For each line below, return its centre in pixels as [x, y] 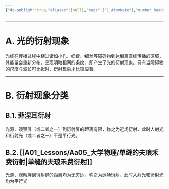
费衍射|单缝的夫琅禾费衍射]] [49, 162]
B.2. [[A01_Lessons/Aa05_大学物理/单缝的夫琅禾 [82, 152]
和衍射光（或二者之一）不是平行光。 [43, 135]
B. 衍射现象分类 [37, 96]
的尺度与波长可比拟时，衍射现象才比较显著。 [52, 69]
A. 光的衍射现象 [37, 41]
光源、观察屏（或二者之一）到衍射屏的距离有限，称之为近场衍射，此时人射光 [84, 129]
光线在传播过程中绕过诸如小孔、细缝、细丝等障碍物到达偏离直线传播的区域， [84, 56]
